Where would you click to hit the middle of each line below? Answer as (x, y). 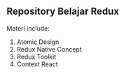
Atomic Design (38, 42)
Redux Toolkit (36, 57)
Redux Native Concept (49, 49)
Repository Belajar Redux (63, 12)
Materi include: (28, 28)
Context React (37, 64)
